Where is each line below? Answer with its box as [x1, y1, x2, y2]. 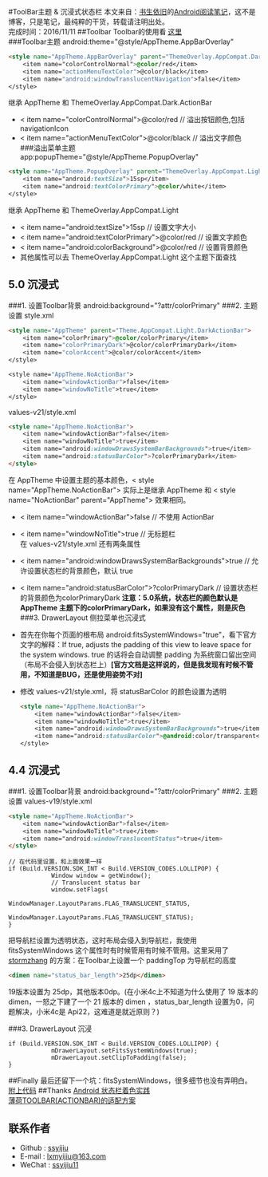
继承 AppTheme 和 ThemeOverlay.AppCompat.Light [8, 205, 179, 215]
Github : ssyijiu [19, 1143, 69, 1152]
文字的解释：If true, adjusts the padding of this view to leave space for [19, 639, 252, 649]
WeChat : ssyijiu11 [19, 1159, 79, 1169]
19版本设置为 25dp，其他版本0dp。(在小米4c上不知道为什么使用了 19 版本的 [8, 987, 258, 997]
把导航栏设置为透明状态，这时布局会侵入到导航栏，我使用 [8, 936, 197, 946]
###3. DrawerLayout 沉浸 [8, 1024, 93, 1033]
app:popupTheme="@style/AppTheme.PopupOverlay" [19, 152, 199, 162]
